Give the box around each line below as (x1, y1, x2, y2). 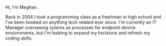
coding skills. (5, 35, 33, 41)
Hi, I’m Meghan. (5, 4, 38, 10)
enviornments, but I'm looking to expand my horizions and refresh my (5, 30, 150, 35)
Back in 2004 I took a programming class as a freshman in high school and (5, 14, 161, 19)
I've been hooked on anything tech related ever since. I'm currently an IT (5, 19, 157, 25)
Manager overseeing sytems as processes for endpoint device (5, 24, 136, 30)
